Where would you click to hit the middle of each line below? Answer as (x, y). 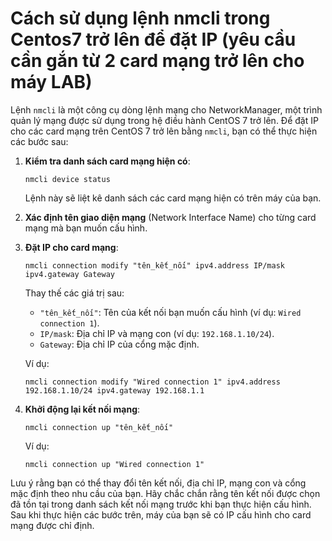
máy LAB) (51, 82)
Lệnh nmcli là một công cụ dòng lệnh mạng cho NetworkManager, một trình (166, 109)
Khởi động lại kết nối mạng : (82, 409)
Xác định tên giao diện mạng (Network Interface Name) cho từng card (170, 217)
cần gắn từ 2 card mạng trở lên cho (157, 61)
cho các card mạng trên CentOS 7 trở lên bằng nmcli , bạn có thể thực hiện (164, 131)
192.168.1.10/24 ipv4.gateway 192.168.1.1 (114, 390)
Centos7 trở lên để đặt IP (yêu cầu (153, 39)
